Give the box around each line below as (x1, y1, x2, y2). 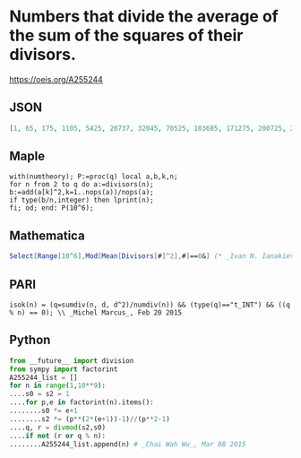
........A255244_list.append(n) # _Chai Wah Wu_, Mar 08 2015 (9, 439, 246, 449)
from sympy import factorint (9, 365, 118, 374)
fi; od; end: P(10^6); (9, 203, 94, 212)
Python (9, 333, 51, 348)
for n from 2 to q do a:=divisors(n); (9, 180, 154, 189)
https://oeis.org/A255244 (9, 73, 103, 84)
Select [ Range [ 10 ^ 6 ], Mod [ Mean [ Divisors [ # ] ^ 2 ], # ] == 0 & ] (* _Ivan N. (9, 252, 259, 261)
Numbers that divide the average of (9, 6, 279, 27)
